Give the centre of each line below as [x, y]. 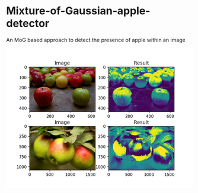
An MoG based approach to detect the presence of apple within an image [96, 40]
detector [28, 23]
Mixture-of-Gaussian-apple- [78, 11]
